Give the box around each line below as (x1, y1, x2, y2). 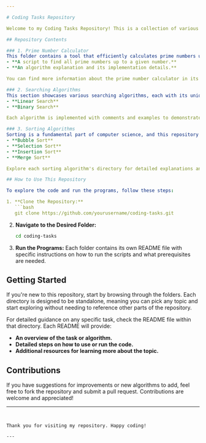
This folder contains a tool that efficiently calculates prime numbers (6, 53, 196, 59)
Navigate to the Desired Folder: (15, 221, 97, 229)
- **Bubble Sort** (6, 137, 53, 143)
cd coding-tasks (15, 233, 57, 239)
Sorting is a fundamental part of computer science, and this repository (6, 132, 199, 138)
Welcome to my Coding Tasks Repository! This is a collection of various (6, 25, 199, 31)
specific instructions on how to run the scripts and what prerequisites (15, 251, 191, 258)
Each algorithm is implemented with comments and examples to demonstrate (6, 115, 202, 121)
